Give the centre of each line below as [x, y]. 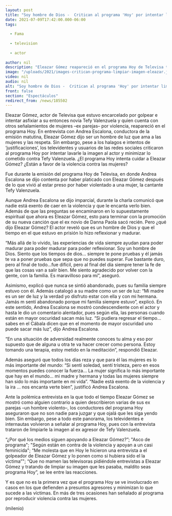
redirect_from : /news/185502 [36, 100]
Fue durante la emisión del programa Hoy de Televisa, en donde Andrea [81, 174]
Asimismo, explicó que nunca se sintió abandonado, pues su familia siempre [86, 285]
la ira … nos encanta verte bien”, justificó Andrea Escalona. [67, 387]
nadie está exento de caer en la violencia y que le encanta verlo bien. [78, 206]
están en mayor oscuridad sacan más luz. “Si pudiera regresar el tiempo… [83, 318]
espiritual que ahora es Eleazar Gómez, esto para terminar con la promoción [86, 217]
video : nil [17, 77]
